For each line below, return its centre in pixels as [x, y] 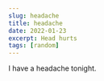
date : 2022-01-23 [37, 30]
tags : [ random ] [34, 46]
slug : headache [34, 16]
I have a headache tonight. [52, 68]
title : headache [35, 23]
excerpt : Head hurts [43, 38]
